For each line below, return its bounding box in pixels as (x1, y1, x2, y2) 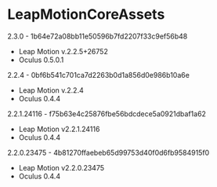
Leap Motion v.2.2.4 (18, 85, 84, 95)
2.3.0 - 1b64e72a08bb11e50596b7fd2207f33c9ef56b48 (7, 31, 188, 41)
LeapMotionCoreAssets (7, 5, 165, 24)
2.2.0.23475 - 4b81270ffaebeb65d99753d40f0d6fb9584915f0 (7, 148, 210, 157)
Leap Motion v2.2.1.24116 (18, 124, 100, 134)
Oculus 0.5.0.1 (18, 55, 64, 64)
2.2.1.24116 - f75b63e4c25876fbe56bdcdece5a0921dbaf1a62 (7, 108, 207, 119)
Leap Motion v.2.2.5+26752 (18, 46, 109, 56)
